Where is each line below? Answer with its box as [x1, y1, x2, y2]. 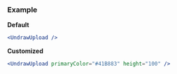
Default [7, 21, 29, 29]
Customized [7, 47, 43, 55]
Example [7, 5, 38, 15]
